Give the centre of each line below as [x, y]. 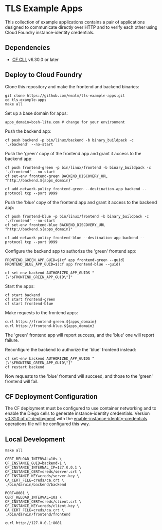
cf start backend [23, 295]
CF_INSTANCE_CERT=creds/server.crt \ [43, 472]
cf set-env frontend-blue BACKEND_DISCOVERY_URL [55, 225]
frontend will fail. [22, 381]
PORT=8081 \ [17, 493]
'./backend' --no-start [29, 144]
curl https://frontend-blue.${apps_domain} [50, 326]
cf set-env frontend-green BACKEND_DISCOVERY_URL [56, 176]
